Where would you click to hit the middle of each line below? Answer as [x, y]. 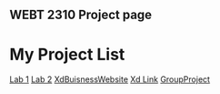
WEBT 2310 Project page [81, 15]
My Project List [67, 54]
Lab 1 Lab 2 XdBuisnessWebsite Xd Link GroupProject [110, 79]
